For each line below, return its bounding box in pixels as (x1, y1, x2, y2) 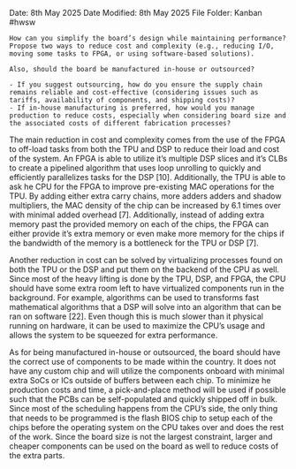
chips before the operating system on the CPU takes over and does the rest (9, 422, 285, 432)
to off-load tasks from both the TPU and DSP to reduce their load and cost (9, 144, 280, 154)
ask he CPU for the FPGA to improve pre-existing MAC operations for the (9, 181, 275, 192)
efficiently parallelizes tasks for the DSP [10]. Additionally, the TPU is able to (9, 172, 285, 182)
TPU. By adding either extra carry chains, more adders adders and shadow (9, 191, 282, 201)
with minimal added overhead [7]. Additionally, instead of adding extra (9, 209, 265, 220)
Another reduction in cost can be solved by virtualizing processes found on (9, 255, 284, 265)
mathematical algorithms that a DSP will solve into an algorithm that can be (9, 302, 282, 312)
